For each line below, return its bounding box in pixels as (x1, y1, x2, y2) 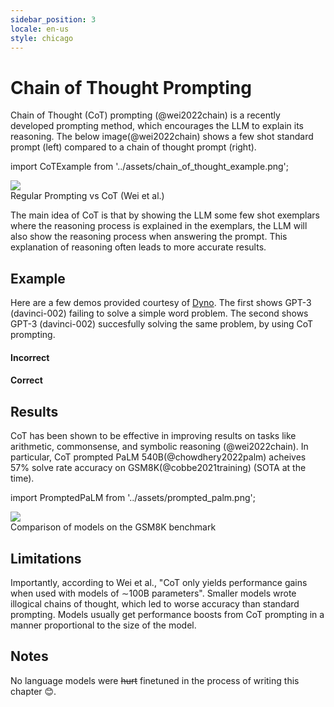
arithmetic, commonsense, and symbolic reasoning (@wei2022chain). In (10, 441, 309, 453)
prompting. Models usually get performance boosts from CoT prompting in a (10, 608, 325, 620)
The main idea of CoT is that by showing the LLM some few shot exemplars (10, 209, 320, 221)
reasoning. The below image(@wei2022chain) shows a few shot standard (10, 131, 314, 143)
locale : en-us (10, 24, 70, 34)
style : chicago (10, 33, 74, 43)
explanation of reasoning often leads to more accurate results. (10, 241, 267, 253)
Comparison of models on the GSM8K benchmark (10, 521, 217, 533)
